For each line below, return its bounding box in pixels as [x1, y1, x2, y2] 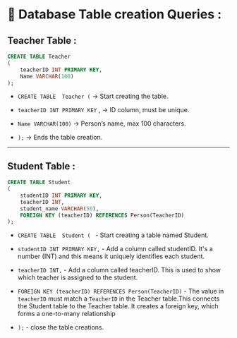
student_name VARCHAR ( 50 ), [20, 205, 99, 212]
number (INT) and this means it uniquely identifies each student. [17, 252, 205, 260]
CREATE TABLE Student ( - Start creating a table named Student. [17, 231, 209, 239]
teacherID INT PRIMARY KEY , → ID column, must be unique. [17, 106, 190, 114]
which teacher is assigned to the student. [17, 273, 138, 282]
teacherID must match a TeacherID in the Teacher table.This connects [17, 294, 220, 303]
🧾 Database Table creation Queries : [7, 6, 222, 23]
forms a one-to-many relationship [17, 310, 116, 318]
